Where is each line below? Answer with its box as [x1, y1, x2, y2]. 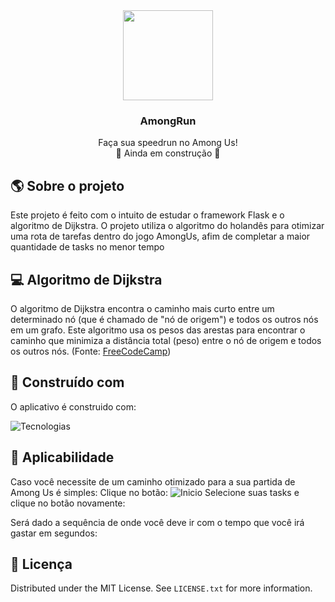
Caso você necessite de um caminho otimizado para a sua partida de [10, 475, 296, 488]
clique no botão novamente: [10, 497, 126, 509]
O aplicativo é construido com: [10, 400, 137, 413]
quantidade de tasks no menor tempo [10, 241, 165, 253]
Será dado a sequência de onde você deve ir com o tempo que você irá [10, 516, 305, 528]
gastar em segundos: [10, 527, 98, 539]
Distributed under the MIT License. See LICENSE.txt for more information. [10, 582, 313, 594]
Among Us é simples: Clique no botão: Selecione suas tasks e [10, 486, 300, 498]
